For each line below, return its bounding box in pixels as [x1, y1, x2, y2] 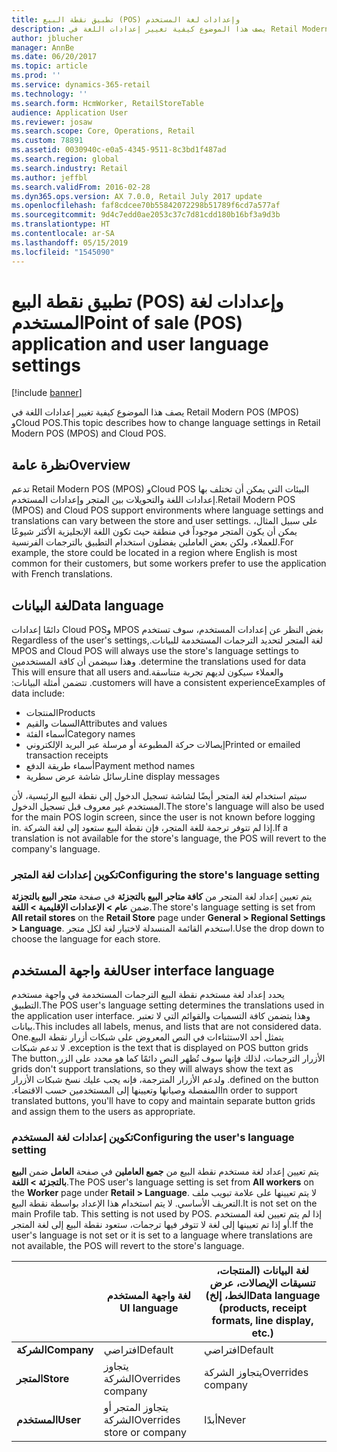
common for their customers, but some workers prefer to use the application [11, 557, 327, 570]
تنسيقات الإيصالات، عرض [209, 1276, 316, 1290]
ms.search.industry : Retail [11, 163, 129, 173]
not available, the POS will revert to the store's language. [11, 1240, 245, 1252]
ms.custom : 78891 [11, 136, 84, 146]
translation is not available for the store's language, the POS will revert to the [11, 832, 327, 845]
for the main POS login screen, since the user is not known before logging [11, 811, 316, 823]
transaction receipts [25, 749, 109, 761]
